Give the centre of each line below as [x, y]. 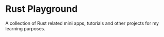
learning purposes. [25, 28]
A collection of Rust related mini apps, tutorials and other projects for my [82, 23]
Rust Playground [42, 9]
